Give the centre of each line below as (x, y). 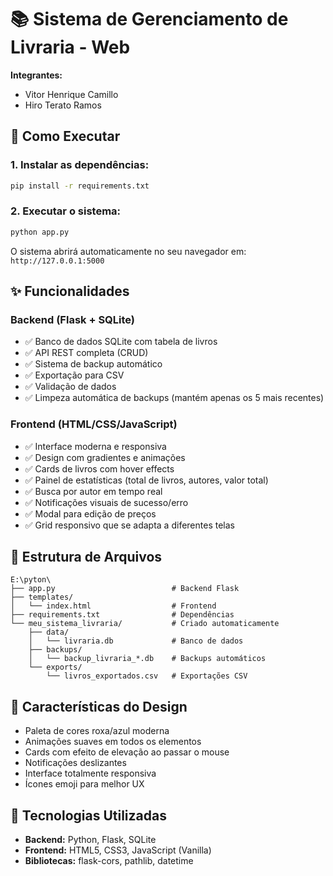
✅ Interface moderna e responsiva (95, 446)
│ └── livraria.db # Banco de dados (136, 641)
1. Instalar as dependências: (80, 165)
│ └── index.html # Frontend (113, 606)
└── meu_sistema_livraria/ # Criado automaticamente (145, 624)
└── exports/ (55, 667)
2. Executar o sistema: (66, 211)
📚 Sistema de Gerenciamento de (149, 19)
